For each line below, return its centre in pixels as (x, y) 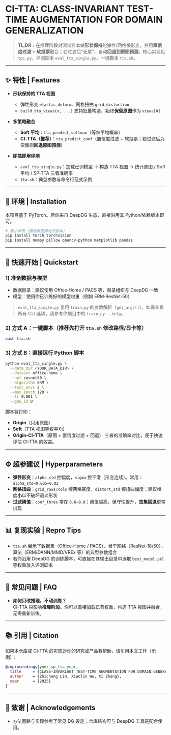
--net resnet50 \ (28, 378)
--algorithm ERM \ (30, 383)
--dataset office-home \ (36, 373)
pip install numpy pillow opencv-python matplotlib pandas (69, 240)
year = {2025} (31, 681)
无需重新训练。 (28, 613)
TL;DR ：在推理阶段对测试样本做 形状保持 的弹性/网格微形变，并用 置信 (90, 45)
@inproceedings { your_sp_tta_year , (42, 667)
